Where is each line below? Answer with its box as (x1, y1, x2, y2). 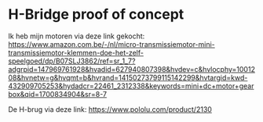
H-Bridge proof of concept (8, 5, 184, 23)
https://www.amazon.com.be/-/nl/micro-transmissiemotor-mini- (8, 39, 216, 48)
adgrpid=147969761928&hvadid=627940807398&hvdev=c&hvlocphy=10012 (8, 64, 255, 74)
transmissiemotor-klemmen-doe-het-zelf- (8, 48, 144, 57)
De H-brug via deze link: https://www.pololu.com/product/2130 (8, 104, 212, 114)
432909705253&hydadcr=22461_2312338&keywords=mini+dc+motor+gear (8, 81, 254, 91)
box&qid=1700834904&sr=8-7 (8, 89, 108, 99)
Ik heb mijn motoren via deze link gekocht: (8, 31, 145, 41)
